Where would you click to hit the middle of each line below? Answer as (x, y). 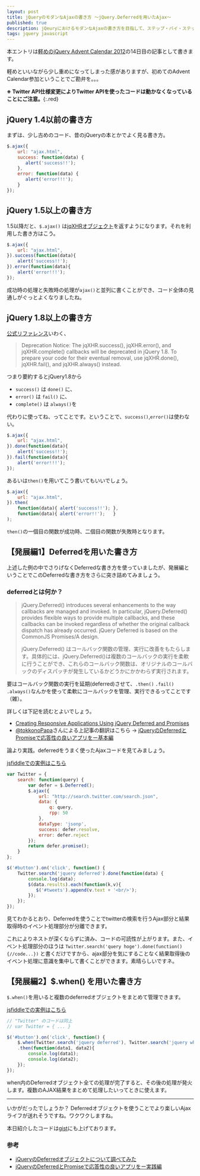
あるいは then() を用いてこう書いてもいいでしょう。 (69, 480)
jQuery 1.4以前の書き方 (50, 120)
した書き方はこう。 (35, 233)
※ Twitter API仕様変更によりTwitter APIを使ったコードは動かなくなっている (99, 92)
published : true (27, 23)
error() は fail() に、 (43, 397)
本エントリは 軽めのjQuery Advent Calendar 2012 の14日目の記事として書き (98, 52)
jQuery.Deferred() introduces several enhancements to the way (99, 605)
